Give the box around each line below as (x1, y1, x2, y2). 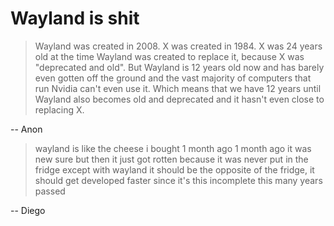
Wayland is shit (10, 7, 140, 30)
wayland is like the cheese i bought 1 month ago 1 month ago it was (34, 142, 312, 154)
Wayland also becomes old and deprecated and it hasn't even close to (34, 93, 325, 105)
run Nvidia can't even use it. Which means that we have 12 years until (34, 82, 322, 94)
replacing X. (34, 103, 85, 116)
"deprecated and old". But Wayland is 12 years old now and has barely (34, 61, 325, 73)
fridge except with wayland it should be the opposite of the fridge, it (34, 163, 315, 176)
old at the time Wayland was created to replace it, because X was (34, 50, 305, 62)
